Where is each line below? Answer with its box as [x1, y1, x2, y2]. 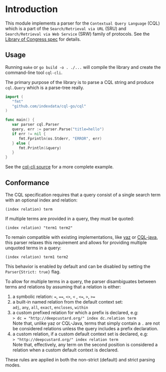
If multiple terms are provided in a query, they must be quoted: [5, 215, 134, 222]
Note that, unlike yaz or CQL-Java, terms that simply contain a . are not [12, 320, 160, 326]
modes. [5, 362, 21, 368]
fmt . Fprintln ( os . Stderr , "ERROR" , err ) [18, 136, 102, 141]
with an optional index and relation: [5, 197, 78, 203]
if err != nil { [12, 131, 46, 136]
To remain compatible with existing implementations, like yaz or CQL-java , [5, 234, 158, 240]
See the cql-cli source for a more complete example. [5, 164, 114, 170]
